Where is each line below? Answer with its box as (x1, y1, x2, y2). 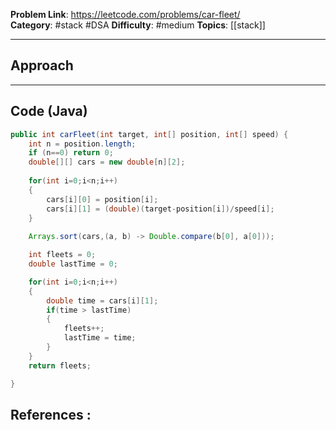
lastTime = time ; (63, 333, 137, 343)
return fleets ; (28, 360, 92, 371)
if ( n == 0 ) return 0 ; (28, 148, 114, 158)
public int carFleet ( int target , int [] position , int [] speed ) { (10, 129, 289, 139)
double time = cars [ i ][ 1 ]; (46, 295, 159, 306)
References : (10, 406, 92, 423)
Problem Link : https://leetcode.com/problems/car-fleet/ (10, 9, 241, 20)
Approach (10, 57, 74, 74)
